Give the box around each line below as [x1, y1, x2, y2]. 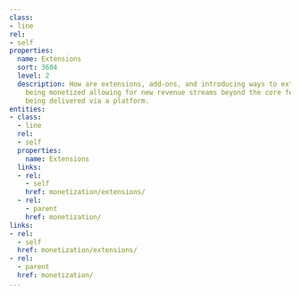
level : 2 [17, 72, 50, 80]
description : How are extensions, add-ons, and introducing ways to [17, 80, 278, 88]
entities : [9, 105, 46, 114]
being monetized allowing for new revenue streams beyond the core [25, 88, 281, 97]
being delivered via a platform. [25, 96, 150, 105]
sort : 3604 [17, 63, 58, 72]
